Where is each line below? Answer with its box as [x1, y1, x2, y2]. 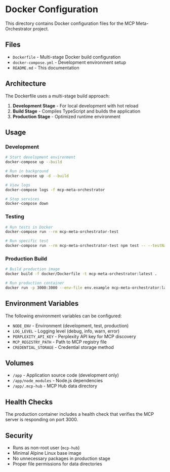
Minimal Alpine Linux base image [12, 450, 82, 456]
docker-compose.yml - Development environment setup [12, 59, 126, 65]
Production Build [5, 255, 47, 262]
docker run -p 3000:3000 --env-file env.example [5, 285, 110, 290]
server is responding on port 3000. [5, 417, 78, 423]
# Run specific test [5, 238, 49, 244]
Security [5, 431, 33, 440]
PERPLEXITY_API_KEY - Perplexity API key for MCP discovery [12, 333, 137, 339]
